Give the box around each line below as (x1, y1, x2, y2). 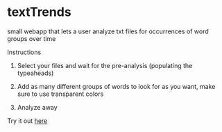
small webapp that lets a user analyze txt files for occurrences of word (7, 27, 210, 35)
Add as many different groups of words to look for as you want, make (17, 82, 216, 90)
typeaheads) (17, 69, 54, 77)
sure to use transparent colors (17, 90, 104, 98)
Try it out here (7, 116, 48, 125)
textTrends (7, 4, 71, 20)
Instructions (7, 48, 42, 56)
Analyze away (17, 103, 58, 111)
